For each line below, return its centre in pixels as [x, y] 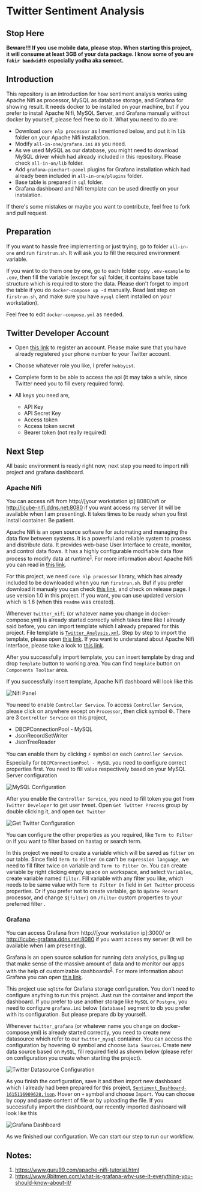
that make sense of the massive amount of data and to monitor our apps [95, 964]
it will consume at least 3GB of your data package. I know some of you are [100, 54]
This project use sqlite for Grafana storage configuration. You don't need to [100, 989]
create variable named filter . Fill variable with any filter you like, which [95, 878]
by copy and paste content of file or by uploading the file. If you [85, 1101]
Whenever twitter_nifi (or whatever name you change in [78, 614]
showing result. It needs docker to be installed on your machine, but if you [98, 106]
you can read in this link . [37, 565]
